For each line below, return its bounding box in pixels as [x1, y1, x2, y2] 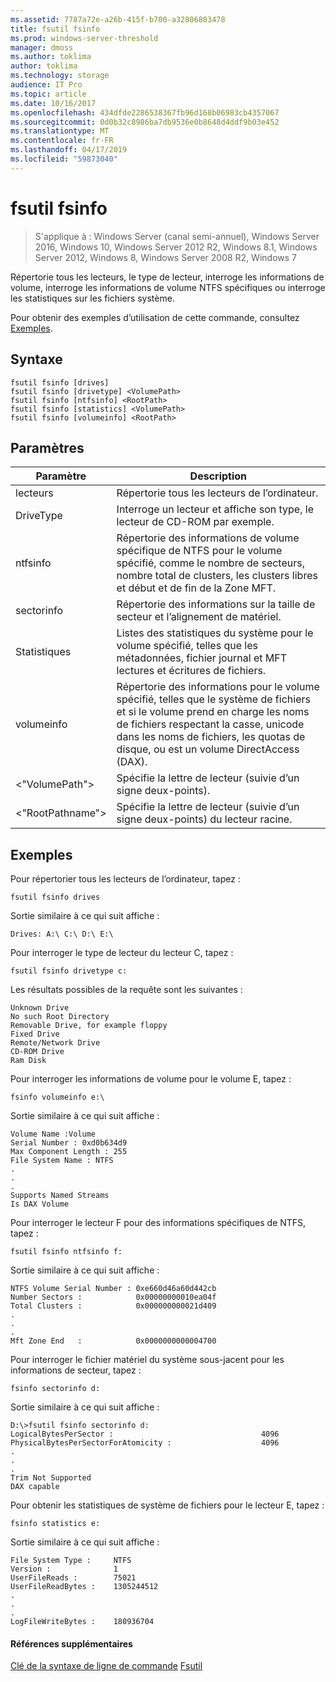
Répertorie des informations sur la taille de [116, 597, 316, 611]
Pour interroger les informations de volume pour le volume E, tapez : [10, 1073, 292, 1085]
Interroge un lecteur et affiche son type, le [116, 502, 314, 516]
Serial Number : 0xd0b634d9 [10, 1138, 128, 1148]
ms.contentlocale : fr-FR [10, 136, 114, 146]
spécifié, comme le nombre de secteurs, [116, 556, 305, 570]
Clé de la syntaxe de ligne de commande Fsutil [10, 1660, 203, 1672]
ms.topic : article [10, 89, 87, 99]
